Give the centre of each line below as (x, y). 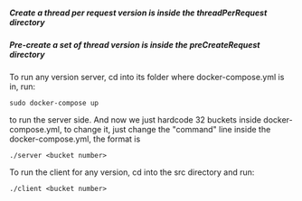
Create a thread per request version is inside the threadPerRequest (138, 13)
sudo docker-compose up (54, 104)
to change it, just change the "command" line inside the (167, 130)
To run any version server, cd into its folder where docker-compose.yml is (147, 78)
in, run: (23, 87)
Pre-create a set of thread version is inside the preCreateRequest (135, 44)
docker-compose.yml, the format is (75, 139)
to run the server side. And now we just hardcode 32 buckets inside (136, 120)
